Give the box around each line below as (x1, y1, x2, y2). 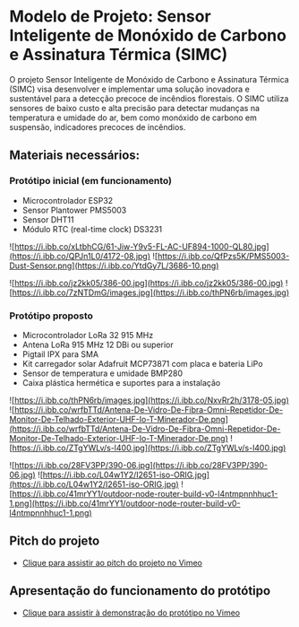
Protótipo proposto (9, 309, 94, 322)
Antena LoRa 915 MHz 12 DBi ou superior (21, 339, 175, 350)
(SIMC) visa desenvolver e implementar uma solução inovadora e (9, 83, 251, 94)
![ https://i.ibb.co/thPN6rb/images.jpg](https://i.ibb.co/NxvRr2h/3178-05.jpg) (9, 395, 289, 405)
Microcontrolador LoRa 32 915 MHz (21, 329, 154, 340)
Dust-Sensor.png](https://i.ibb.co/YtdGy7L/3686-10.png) (9, 260, 219, 271)
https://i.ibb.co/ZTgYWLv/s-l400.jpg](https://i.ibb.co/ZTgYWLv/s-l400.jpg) (12, 442, 286, 453)
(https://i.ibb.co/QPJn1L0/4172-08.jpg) (9, 250, 150, 261)
